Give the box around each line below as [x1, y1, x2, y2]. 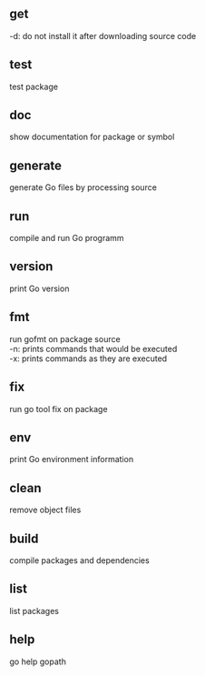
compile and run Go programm [9, 233, 124, 244]
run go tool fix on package [9, 403, 108, 414]
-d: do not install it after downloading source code [9, 30, 197, 41]
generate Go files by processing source [9, 182, 157, 193]
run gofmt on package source [9, 333, 121, 344]
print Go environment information [9, 454, 134, 465]
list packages [9, 605, 59, 616]
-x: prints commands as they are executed [9, 353, 168, 364]
